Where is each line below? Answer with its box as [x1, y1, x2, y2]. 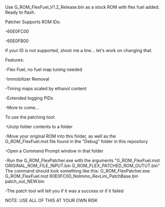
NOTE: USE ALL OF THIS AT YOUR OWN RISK [5, 198, 98, 203]
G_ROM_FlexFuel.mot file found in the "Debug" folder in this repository [5, 139, 148, 144]
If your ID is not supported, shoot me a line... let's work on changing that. [5, 48, 153, 53]
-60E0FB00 [5, 38, 29, 44]
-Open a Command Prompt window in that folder [5, 148, 104, 154]
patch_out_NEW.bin [5, 178, 45, 184]
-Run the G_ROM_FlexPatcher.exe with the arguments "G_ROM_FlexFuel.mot [5, 157, 160, 163]
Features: [5, 57, 25, 63]
